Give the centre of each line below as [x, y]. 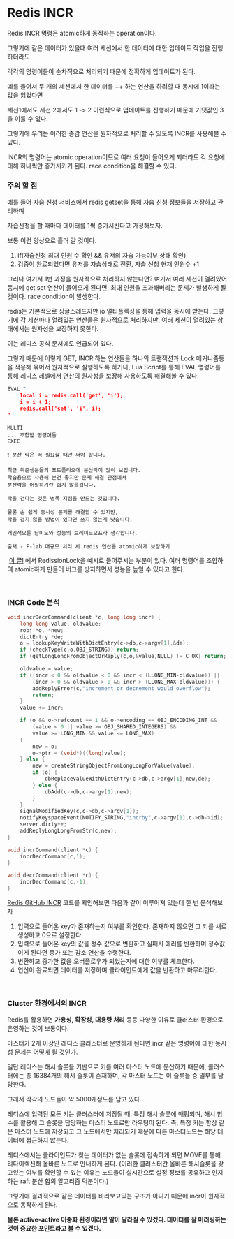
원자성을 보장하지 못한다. [65, 329]
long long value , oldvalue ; [60, 624]
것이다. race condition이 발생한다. [54, 296]
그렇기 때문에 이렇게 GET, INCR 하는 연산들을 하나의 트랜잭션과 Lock [101, 358]
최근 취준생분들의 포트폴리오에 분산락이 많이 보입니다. [74, 470]
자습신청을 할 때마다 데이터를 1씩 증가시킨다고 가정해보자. [85, 226]
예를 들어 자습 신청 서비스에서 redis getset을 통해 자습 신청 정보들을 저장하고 [112, 202]
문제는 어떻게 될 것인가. [46, 1052]
